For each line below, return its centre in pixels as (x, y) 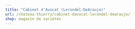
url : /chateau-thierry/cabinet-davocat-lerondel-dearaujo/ (68, 14)
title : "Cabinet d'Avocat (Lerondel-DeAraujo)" (56, 10)
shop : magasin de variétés (33, 19)
